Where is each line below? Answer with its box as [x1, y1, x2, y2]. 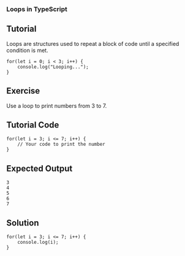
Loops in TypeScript [6, 5, 67, 13]
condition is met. [6, 47, 48, 54]
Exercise [6, 86, 40, 96]
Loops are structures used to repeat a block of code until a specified [6, 40, 179, 47]
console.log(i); [17, 239, 59, 245]
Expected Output [6, 163, 73, 173]
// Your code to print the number [17, 141, 105, 148]
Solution [6, 217, 39, 228]
